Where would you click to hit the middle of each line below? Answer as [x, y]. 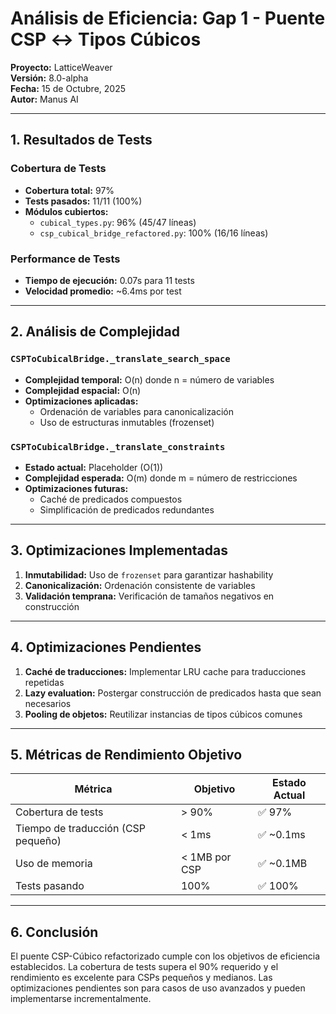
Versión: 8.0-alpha [49, 78]
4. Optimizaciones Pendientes [106, 647]
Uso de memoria [54, 864]
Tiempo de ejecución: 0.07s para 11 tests [109, 280]
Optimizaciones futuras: [76, 488]
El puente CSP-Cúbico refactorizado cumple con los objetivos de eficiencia [165, 956]
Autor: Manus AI [44, 99]
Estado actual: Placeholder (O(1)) [94, 467]
